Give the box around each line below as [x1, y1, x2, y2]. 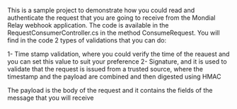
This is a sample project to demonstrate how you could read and [7, 6, 195, 14]
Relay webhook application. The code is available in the [7, 21, 169, 29]
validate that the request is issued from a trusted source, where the [7, 65, 204, 73]
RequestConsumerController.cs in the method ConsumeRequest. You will [7, 28, 221, 37]
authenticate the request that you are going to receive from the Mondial [7, 13, 216, 22]
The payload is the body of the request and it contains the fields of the [7, 86, 213, 94]
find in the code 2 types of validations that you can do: [7, 36, 167, 45]
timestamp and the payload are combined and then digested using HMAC [7, 72, 221, 81]
